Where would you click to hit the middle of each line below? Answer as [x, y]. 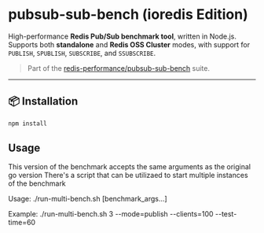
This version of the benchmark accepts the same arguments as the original [130, 167]
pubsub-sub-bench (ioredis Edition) [128, 15]
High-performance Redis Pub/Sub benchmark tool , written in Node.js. [123, 36]
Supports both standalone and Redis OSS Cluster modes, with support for [129, 44]
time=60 [22, 223]
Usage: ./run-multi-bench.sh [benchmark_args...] [88, 199]
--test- [226, 214]
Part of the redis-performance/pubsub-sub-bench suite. [119, 68]
